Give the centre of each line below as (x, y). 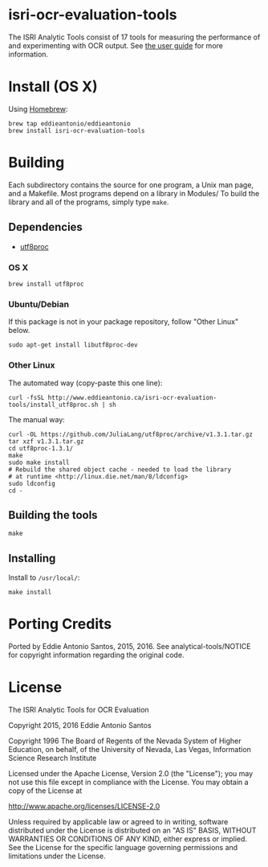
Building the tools (53, 515)
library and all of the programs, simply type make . (89, 202)
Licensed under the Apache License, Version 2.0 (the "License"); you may (131, 774)
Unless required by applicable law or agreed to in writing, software (118, 822)
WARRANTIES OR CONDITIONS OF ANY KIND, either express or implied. (128, 839)
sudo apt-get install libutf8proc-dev (73, 345)
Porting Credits (60, 624)
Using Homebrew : (38, 109)
